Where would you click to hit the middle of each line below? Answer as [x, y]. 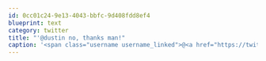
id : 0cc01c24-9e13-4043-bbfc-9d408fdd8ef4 [79, 15]
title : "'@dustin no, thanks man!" [67, 38]
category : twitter [38, 30]
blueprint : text [35, 23]
